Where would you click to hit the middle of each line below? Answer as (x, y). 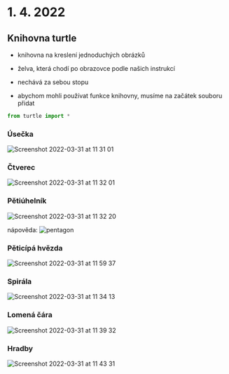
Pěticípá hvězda (35, 248)
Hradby (20, 348)
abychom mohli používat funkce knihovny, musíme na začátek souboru (120, 96)
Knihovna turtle (42, 38)
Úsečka (20, 134)
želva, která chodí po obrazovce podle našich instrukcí (96, 68)
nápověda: (23, 229)
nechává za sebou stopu (53, 82)
